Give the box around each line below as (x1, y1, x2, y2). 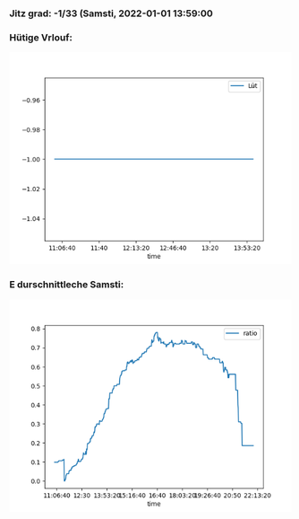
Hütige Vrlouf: (9, 31, 73, 43)
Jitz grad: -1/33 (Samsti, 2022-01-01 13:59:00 (9, 7, 213, 20)
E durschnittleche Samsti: (9, 278, 124, 291)
